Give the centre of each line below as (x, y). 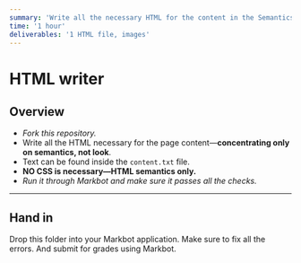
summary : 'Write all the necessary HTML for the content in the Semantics (152, 18)
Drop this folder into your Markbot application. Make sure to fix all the (138, 240)
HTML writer (57, 79)
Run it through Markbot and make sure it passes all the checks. (139, 181)
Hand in (31, 218)
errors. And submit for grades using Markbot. (93, 249)
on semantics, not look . (67, 153)
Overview (37, 112)
